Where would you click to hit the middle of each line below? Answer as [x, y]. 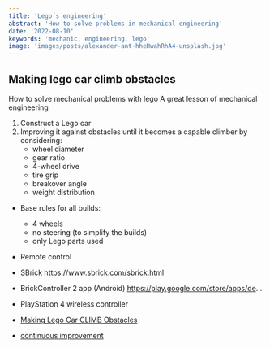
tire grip [45, 175]
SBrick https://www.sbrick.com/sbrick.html [92, 272]
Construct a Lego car [56, 123]
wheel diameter [58, 149]
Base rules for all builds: [60, 207]
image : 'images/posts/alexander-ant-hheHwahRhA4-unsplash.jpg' [118, 46]
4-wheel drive [56, 166]
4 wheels [47, 224]
